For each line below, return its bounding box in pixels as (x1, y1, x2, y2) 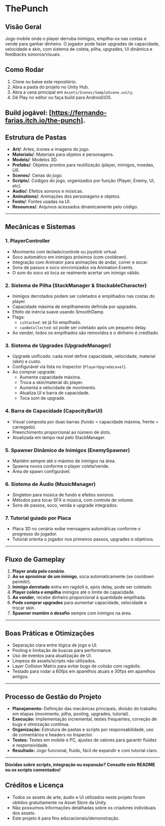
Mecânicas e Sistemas (5, 223, 76, 231)
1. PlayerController (5, 238, 50, 244)
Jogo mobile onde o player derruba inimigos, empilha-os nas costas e (5, 35, 147, 41)
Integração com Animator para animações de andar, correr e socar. (12, 259, 148, 265)
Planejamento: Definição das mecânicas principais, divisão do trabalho (12, 705, 157, 711)
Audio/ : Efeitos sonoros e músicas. (12, 188, 83, 194)
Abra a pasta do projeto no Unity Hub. (12, 84, 89, 90)
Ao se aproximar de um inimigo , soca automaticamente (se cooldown (12, 574, 154, 580)
